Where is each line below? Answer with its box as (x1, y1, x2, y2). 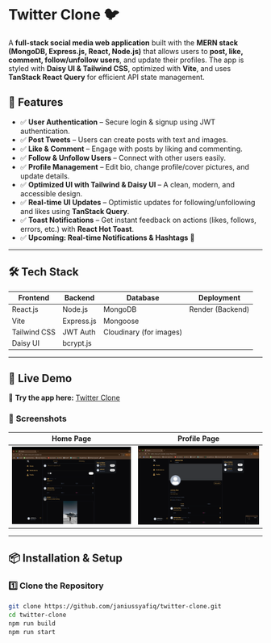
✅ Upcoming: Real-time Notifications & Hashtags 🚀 (19, 233, 195, 242)
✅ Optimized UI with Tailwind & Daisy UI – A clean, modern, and (19, 179, 236, 189)
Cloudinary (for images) (103, 327, 183, 337)
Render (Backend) (189, 305, 250, 314)
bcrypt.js (62, 338, 92, 348)
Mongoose (103, 316, 140, 326)
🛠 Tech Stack (8, 265, 79, 279)
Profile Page (177, 434, 220, 443)
